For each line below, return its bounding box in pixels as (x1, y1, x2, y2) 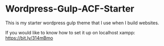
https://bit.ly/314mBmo (5, 35, 54, 41)
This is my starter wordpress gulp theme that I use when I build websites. (5, 20, 159, 26)
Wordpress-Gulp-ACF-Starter (5, 3, 134, 15)
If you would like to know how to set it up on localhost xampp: (5, 29, 135, 35)
